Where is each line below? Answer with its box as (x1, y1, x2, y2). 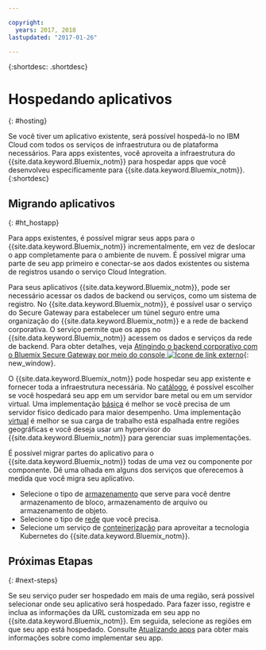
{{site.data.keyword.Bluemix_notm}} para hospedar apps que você (8, 157, 226, 167)
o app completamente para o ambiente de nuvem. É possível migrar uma (8, 250, 246, 260)
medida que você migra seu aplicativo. (8, 474, 135, 483)
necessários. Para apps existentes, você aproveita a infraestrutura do (8, 149, 236, 158)
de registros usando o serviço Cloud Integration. (8, 267, 167, 277)
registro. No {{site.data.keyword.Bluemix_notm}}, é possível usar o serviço (8, 300, 253, 309)
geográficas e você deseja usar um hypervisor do (8, 424, 172, 434)
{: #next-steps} (8, 575, 58, 585)
